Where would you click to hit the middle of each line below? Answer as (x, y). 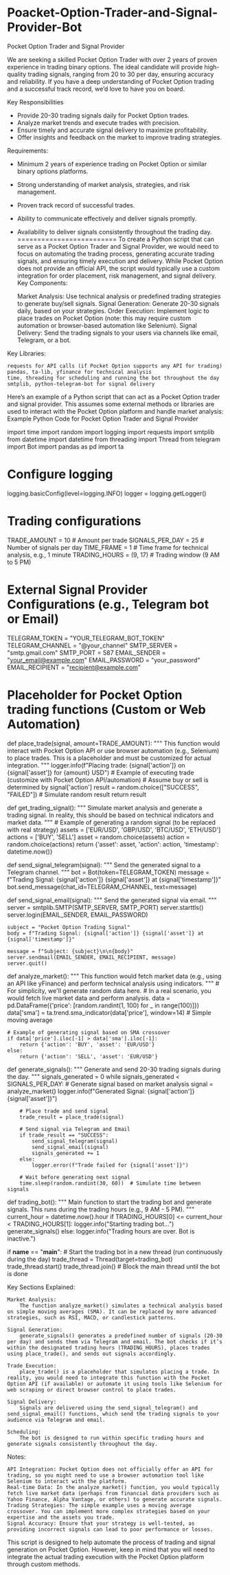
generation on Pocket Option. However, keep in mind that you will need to (111, 1549)
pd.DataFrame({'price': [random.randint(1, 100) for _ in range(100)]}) (103, 1005)
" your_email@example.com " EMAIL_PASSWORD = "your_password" (104, 660)
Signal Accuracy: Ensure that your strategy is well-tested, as (101, 1523)
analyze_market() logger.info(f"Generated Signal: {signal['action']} (101, 1091)
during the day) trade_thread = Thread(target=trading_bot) (90, 1259)
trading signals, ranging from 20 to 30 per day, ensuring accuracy (121, 74)
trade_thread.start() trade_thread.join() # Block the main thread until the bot (114, 1266)
